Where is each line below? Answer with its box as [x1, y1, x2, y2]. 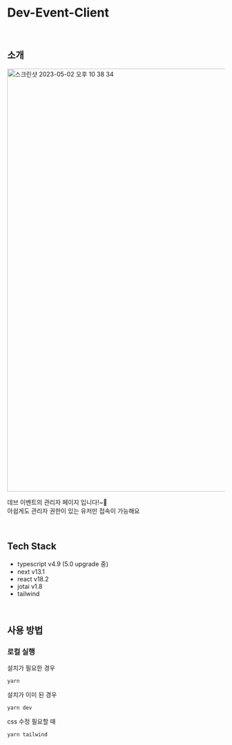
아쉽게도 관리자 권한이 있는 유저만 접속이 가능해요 [7, 506, 140, 515]
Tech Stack [7, 541, 57, 552]
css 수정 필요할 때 [7, 717, 56, 726]
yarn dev [7, 704, 32, 712]
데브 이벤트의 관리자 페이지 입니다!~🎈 [7, 498, 108, 506]
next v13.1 [17, 568, 45, 576]
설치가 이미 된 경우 [7, 690, 57, 699]
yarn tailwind [7, 731, 48, 738]
